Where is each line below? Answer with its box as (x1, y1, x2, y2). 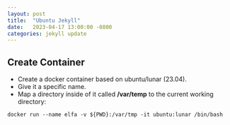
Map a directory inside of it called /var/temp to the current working (17, 90, 214, 99)
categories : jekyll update (7, 30, 87, 37)
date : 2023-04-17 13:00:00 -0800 (7, 23, 113, 30)
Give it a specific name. (17, 83, 86, 91)
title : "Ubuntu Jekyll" (7, 17, 81, 24)
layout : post (7, 10, 46, 18)
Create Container (7, 56, 85, 68)
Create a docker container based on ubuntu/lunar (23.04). (17, 75, 188, 83)
